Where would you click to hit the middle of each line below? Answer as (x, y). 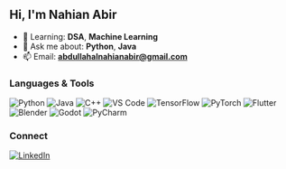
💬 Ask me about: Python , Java (79, 46)
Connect (28, 136)
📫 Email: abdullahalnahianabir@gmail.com (105, 56)
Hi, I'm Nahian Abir (63, 15)
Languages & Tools (52, 83)
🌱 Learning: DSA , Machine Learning (90, 36)
